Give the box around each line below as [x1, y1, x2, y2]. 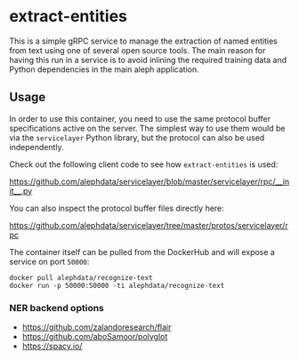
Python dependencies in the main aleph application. [9, 64, 200, 75]
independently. [9, 141, 64, 152]
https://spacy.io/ [21, 340, 83, 352]
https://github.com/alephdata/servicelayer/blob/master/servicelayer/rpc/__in [9, 176, 290, 187]
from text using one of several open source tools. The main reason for [9, 44, 266, 55]
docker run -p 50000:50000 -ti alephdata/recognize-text [9, 281, 225, 290]
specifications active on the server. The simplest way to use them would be [9, 123, 286, 133]
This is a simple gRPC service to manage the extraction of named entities [9, 36, 278, 46]
